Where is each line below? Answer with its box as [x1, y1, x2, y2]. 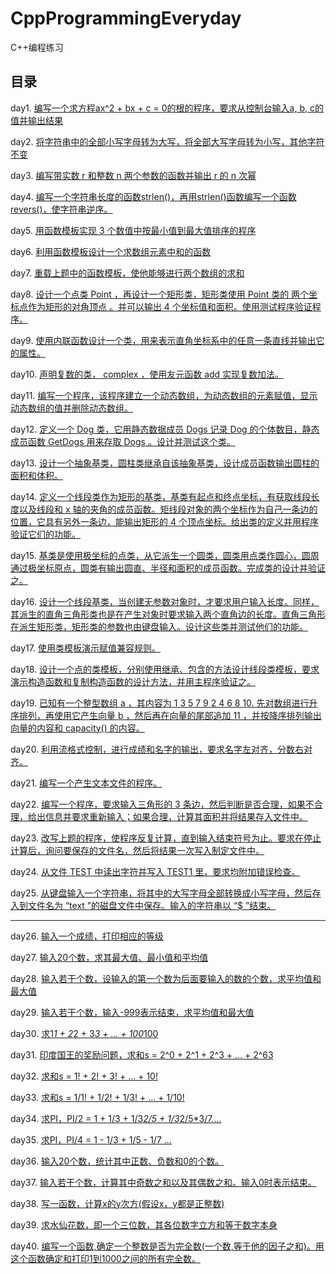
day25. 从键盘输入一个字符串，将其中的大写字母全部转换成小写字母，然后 [10, 887, 313, 899]
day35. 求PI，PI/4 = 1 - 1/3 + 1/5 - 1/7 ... [10, 1133, 172, 1146]
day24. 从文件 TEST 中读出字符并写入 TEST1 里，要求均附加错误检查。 [10, 865, 301, 877]
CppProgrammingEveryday [10, 7, 242, 30]
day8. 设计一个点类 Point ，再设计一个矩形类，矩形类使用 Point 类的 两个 [10, 288, 310, 300]
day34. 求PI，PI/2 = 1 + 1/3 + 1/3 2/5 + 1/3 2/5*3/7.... [10, 1112, 222, 1124]
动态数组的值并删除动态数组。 [10, 402, 133, 414]
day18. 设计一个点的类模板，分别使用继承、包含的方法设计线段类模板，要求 [10, 663, 320, 675]
